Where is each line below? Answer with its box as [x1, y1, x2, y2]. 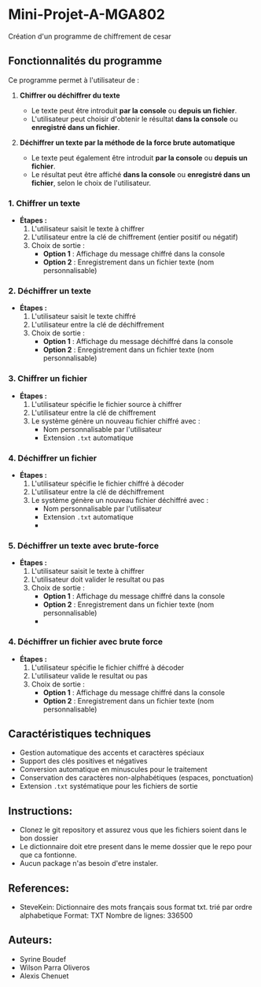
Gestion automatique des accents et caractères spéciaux [19, 748, 204, 757]
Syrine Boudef [19, 954, 67, 963]
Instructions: [8, 804, 73, 818]
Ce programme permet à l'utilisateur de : [8, 75, 140, 84]
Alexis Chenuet [19, 970, 69, 981]
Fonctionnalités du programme [8, 54, 163, 68]
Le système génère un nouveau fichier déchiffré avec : [31, 495, 209, 505]
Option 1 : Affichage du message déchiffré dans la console [42, 337, 233, 346]
